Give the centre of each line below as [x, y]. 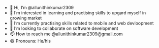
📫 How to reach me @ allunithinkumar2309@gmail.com [66, 34]
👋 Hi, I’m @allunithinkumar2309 [42, 8]
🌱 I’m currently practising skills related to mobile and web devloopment [82, 23]
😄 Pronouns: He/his [30, 41]
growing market [26, 18]
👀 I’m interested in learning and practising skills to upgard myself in [78, 13]
